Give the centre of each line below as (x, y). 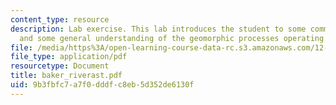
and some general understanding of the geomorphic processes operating (172, 38)
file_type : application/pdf (69, 57)
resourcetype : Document (60, 66)
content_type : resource (60, 19)
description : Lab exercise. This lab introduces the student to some (158, 29)
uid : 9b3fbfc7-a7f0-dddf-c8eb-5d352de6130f (102, 85)
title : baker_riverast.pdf (66, 76)
